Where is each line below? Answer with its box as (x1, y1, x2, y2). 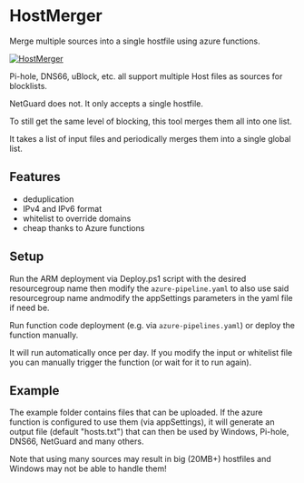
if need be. (9, 302, 50, 313)
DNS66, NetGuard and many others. (9, 436, 144, 447)
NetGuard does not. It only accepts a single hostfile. (9, 97, 204, 109)
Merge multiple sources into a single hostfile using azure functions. (9, 35, 260, 46)
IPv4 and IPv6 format (22, 203, 103, 214)
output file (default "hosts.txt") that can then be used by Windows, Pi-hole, (9, 427, 289, 438)
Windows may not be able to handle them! (9, 463, 168, 474)
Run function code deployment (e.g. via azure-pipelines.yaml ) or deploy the (9, 319, 296, 330)
